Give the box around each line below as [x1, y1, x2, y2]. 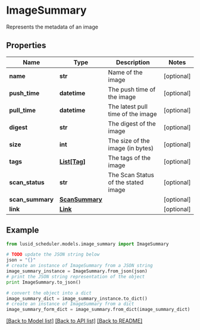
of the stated [108, 178, 144, 186]
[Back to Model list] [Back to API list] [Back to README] [6, 318, 143, 325]
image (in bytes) [108, 144, 154, 152]
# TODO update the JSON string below [6, 252, 100, 257]
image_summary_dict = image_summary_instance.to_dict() [6, 296, 148, 301]
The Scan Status [108, 171, 155, 179]
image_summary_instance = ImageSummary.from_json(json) [6, 268, 148, 274]
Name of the [108, 68, 143, 76]
